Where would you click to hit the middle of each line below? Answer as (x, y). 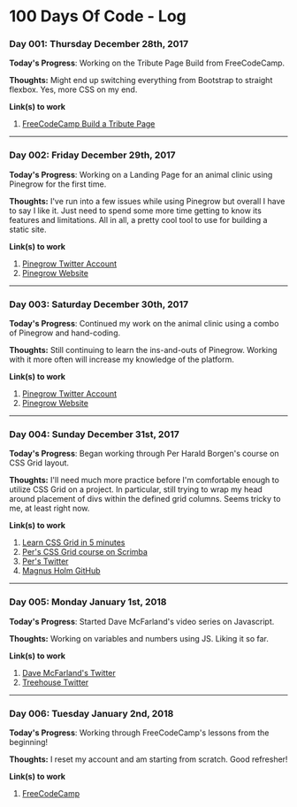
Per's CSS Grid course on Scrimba (85, 552)
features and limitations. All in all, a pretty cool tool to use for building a (138, 219)
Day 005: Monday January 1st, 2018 (88, 602)
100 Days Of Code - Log (98, 16)
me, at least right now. (49, 508)
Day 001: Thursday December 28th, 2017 (99, 44)
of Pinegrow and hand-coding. (65, 333)
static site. (28, 229)
